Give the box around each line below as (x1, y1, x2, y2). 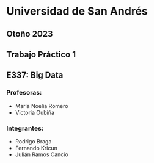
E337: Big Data (6, 70, 64, 81)
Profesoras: (6, 89, 42, 97)
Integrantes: (6, 124, 44, 132)
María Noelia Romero (15, 102, 68, 109)
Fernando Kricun (15, 144, 58, 151)
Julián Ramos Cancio (15, 151, 68, 158)
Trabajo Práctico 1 (6, 49, 76, 59)
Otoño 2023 (6, 29, 53, 39)
